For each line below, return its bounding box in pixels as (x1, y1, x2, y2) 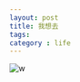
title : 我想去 (9, 22, 59, 31)
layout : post (9, 13, 59, 23)
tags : (9, 30, 30, 39)
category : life (9, 38, 71, 48)
